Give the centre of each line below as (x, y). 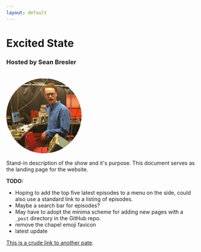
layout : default (26, 13)
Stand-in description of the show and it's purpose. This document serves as (100, 163)
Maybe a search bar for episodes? (57, 206)
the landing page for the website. (47, 170)
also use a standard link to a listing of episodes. (74, 199)
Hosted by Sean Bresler (41, 62)
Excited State (40, 43)
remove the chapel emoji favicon (55, 225)
